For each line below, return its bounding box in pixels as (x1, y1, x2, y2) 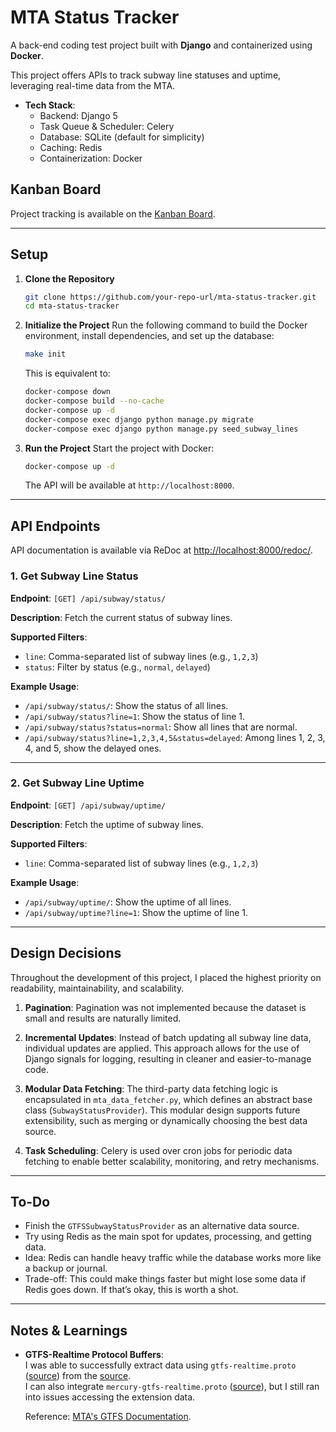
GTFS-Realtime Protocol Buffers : (24, 1349, 164, 1361)
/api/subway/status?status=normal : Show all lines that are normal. (24, 721, 298, 733)
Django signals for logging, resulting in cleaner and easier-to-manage (24, 1052, 312, 1065)
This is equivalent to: (24, 367, 111, 380)
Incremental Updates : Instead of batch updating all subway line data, (24, 1031, 312, 1043)
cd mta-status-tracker (24, 301, 120, 311)
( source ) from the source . (24, 1370, 132, 1382)
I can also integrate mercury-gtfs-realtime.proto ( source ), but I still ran (24, 1381, 320, 1393)
